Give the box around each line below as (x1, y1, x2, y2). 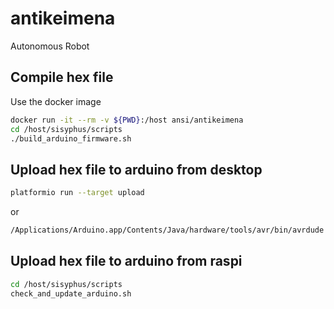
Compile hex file (10, 69, 114, 86)
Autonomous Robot (10, 40, 90, 52)
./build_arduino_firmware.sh (10, 133, 132, 144)
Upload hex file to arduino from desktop (10, 161, 263, 178)
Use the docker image (10, 95, 102, 107)
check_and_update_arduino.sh (10, 288, 132, 299)
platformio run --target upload (10, 188, 145, 198)
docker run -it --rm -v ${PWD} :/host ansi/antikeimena (10, 115, 244, 125)
